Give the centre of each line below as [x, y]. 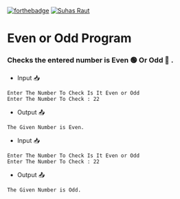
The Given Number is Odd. [44, 190]
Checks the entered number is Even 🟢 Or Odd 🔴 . [90, 60]
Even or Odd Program [69, 38]
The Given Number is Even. [46, 128]
